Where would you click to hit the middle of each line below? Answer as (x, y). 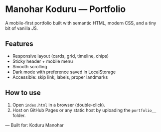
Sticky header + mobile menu (43, 61)
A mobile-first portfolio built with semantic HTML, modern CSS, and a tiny (81, 23)
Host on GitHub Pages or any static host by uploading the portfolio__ (84, 110)
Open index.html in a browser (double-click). (59, 105)
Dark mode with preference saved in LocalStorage (64, 72)
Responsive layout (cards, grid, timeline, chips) (60, 56)
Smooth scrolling (30, 66)
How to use (23, 93)
